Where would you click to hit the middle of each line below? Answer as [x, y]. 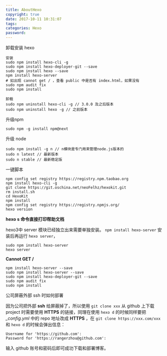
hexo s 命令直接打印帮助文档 [35, 219]
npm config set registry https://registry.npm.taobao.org [67, 179]
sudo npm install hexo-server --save [45, 272]
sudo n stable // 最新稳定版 [34, 160]
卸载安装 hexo [20, 47]
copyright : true [22, 14]
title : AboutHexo [24, 10]
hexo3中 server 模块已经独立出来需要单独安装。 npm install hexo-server [81, 230]
